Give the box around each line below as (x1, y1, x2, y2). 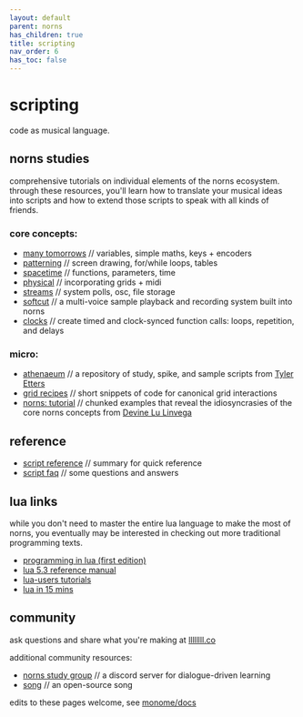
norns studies (9, 151, 90, 167)
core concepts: (9, 227, 78, 239)
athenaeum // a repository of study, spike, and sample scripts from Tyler (22, 369, 294, 379)
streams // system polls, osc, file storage (22, 287, 176, 298)
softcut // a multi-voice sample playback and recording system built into (22, 297, 293, 308)
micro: (9, 348, 39, 360)
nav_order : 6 (9, 47, 59, 56)
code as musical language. (9, 125, 110, 136)
